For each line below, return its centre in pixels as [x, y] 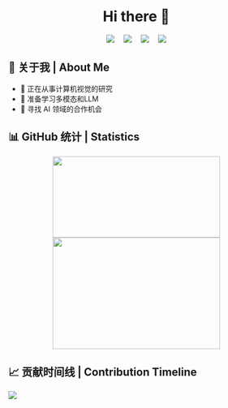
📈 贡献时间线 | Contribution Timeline [103, 372]
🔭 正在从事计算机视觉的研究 [66, 88]
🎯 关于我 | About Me [59, 68]
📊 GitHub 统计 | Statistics [74, 137]
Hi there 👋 [136, 17]
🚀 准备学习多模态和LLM [59, 99]
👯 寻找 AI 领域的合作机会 [61, 109]
